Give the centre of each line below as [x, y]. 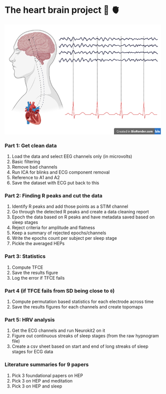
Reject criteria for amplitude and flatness [53, 228]
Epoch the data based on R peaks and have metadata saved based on [83, 217]
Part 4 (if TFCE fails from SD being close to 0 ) [60, 291]
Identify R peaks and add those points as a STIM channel [70, 206]
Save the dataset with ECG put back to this [55, 183]
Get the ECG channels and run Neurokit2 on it [58, 331]
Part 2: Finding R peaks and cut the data [54, 196]
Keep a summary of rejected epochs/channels [59, 233]
